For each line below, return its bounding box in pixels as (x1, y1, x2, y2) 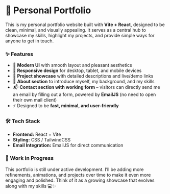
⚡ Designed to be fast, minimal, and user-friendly (12, 103, 119, 109)
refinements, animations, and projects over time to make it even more (5, 172, 151, 178)
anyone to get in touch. (5, 38, 54, 44)
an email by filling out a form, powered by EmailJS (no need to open (12, 91, 156, 98)
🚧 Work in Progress (5, 155, 54, 162)
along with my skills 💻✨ (5, 183, 56, 189)
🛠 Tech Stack (5, 117, 40, 125)
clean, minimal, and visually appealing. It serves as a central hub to (5, 27, 147, 33)
